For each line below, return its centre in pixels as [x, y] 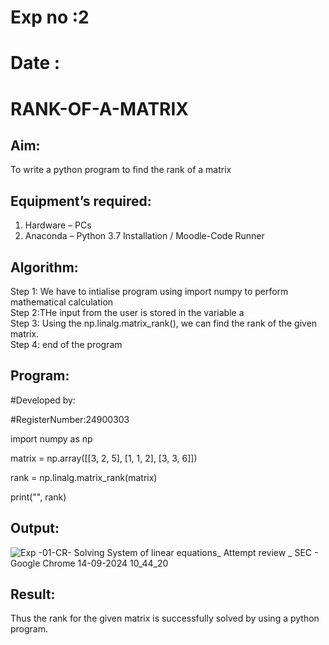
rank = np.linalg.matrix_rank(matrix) [84, 477]
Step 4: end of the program [66, 344]
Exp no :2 [50, 17]
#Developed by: [43, 400]
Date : [35, 63]
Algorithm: [44, 267]
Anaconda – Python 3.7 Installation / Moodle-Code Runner [144, 236]
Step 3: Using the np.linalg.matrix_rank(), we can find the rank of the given [164, 323]
